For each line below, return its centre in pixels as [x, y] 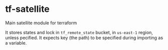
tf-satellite [28, 9]
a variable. [16, 43]
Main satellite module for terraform [41, 23]
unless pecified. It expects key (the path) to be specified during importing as [84, 38]
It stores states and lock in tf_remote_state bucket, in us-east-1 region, [79, 32]
